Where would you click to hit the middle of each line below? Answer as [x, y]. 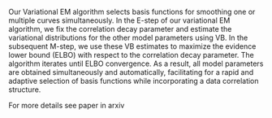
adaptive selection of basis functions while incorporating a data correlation [134, 81]
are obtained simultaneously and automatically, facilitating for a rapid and [131, 72]
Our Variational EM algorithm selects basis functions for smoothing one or [132, 12]
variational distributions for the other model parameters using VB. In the [128, 37]
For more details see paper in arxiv [67, 105]
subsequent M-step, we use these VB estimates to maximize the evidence [132, 46]
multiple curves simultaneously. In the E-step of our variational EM [119, 20]
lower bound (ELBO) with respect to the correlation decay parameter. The [131, 55]
